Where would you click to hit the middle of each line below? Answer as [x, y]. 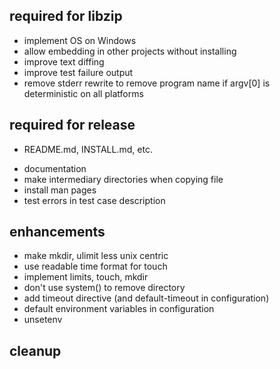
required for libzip [66, 16]
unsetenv [43, 320]
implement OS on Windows [80, 40]
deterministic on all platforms [83, 93]
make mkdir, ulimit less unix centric [96, 256]
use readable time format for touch [95, 266]
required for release [72, 125]
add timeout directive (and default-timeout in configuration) [146, 298]
